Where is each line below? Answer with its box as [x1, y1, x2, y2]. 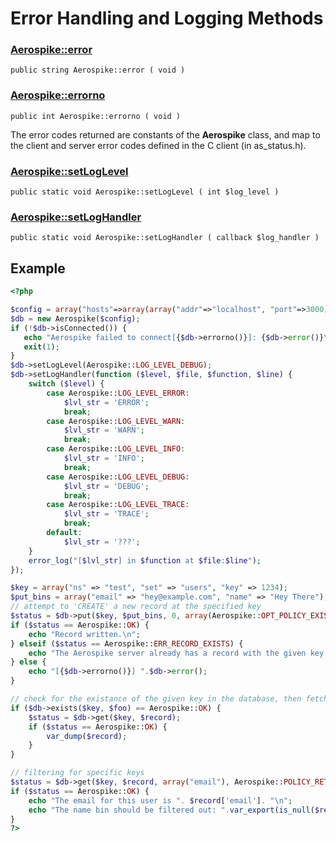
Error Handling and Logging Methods [10, 7, 324, 30]
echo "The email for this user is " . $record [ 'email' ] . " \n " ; [28, 795, 293, 806]
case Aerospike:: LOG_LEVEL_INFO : [46, 444, 186, 454]
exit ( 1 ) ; [23, 342, 60, 352]
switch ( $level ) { [28, 379, 105, 389]
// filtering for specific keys [10, 768, 145, 778]
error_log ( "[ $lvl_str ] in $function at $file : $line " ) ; [28, 555, 262, 566]
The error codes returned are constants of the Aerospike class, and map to [10, 128, 321, 141]
